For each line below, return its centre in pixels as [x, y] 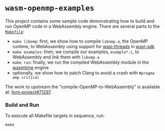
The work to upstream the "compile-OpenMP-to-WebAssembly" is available [83, 87]
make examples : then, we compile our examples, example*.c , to [76, 52]
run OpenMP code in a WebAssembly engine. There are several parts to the [82, 26]
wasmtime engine [30, 67]
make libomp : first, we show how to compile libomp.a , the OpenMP [80, 41]
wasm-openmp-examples [50, 8]
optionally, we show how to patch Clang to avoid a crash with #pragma [83, 72]
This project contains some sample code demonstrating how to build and [80, 21]
